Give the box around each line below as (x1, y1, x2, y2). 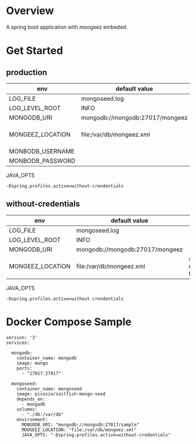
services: (6, 340, 30, 346)
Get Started (6, 44, 63, 57)
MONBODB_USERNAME (9, 147, 75, 155)
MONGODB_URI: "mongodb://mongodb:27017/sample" (21, 422, 140, 428)
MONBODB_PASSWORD (9, 156, 76, 165)
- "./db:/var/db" (21, 411, 64, 417)
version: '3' (6, 334, 38, 340)
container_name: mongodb (16, 355, 77, 361)
